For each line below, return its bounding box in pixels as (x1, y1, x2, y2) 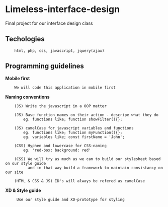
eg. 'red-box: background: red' (23, 148, 92, 153)
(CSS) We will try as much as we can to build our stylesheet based (14, 156, 161, 162)
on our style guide (5, 161, 46, 166)
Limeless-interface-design (5, 4, 120, 15)
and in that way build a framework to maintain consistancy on (27, 165, 163, 170)
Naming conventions (5, 94, 50, 100)
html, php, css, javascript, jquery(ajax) (14, 48, 105, 53)
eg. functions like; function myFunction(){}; (23, 130, 123, 135)
